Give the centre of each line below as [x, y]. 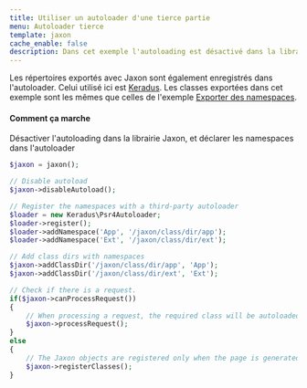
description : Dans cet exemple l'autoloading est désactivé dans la [143, 52]
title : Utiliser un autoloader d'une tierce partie [110, 18]
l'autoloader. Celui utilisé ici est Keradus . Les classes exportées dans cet [146, 88]
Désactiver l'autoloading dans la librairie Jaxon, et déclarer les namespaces [152, 139]
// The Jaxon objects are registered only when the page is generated [163, 358]
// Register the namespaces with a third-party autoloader [124, 206]
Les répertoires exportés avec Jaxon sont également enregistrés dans [141, 78]
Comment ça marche [50, 118]
